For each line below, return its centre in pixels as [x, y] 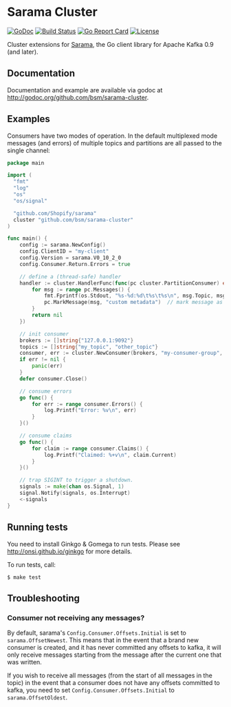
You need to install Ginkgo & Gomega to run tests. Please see [94, 544]
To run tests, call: [32, 564]
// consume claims [46, 436]
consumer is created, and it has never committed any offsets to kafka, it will [114, 648]
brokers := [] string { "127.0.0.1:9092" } [77, 340]
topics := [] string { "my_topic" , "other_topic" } [89, 347]
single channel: [29, 150]
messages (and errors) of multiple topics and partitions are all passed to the [114, 143]
